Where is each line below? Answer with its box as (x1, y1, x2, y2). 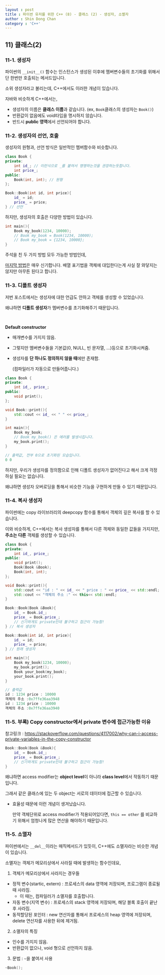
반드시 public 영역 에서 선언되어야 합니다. (12, 118, 91, 124)
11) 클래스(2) (5, 40, 42, 49)
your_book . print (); (14, 674, 54, 679)
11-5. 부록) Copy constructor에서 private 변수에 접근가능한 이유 (5, 718, 151, 725)
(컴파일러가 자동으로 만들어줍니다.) (12, 366, 79, 372)
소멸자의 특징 (12, 928, 38, 934)
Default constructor (5, 324, 47, 330)
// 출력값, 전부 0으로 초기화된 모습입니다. (5, 453, 81, 458)
